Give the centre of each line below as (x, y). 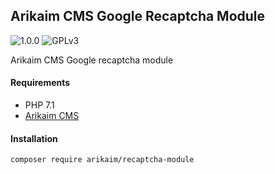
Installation (34, 138)
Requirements (40, 83)
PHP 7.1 (39, 105)
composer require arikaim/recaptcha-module (102, 160)
